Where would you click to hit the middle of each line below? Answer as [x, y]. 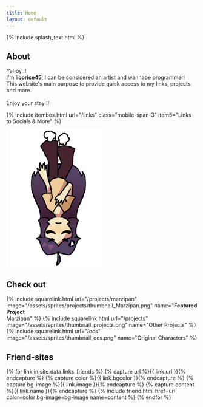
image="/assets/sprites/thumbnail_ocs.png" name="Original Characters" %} [102, 338]
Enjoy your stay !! [28, 103]
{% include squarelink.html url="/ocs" [54, 332]
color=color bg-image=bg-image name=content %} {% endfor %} [89, 397]
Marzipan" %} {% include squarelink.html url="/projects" [77, 318]
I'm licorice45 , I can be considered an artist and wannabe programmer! [96, 77]
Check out [26, 285]
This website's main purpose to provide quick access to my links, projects [98, 84]
